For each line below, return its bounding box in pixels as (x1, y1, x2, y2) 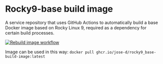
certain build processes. (5, 30, 54, 36)
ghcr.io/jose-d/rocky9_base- (96, 50, 157, 55)
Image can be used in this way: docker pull (5, 49, 94, 55)
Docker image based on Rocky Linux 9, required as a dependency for (5, 24, 147, 30)
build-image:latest (5, 54, 46, 59)
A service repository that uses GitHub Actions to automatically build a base (5, 20, 159, 25)
